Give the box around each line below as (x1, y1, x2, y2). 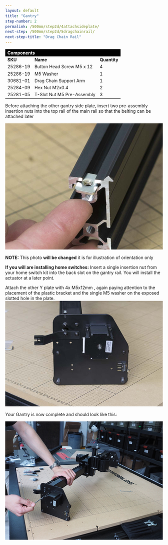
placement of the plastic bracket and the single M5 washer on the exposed (5, 290, 159, 296)
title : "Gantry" (5, 13, 39, 19)
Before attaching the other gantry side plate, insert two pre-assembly (5, 103, 148, 109)
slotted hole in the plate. (5, 295, 55, 301)
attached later (5, 113, 34, 119)
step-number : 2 (5, 19, 37, 24)
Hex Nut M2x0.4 (34, 85, 68, 90)
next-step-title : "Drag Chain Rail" (5, 35, 81, 40)
